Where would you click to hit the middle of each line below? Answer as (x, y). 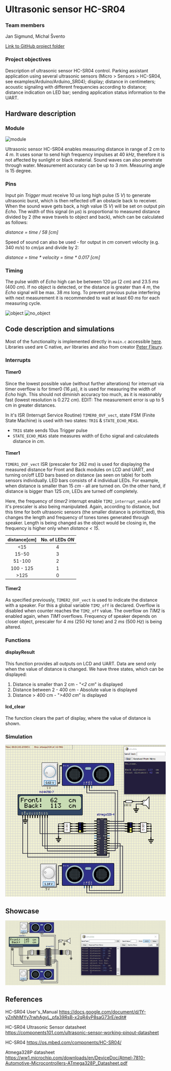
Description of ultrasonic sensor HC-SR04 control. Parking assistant (77, 70)
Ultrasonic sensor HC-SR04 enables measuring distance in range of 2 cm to (85, 149)
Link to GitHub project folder (35, 46)
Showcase (22, 911)
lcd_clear (15, 707)
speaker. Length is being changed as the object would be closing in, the (81, 523)
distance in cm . (28, 441)
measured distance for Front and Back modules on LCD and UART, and (80, 469)
